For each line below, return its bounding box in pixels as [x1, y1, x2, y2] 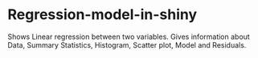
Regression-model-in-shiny [7, 6, 198, 24]
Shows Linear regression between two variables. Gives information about [7, 32, 250, 41]
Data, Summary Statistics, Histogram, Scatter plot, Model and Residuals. [7, 40, 247, 49]
